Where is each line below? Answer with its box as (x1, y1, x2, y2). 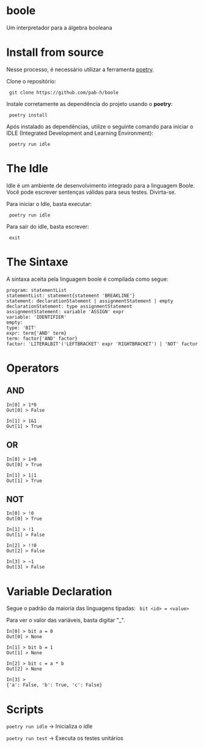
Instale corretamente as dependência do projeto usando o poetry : (6, 100, 173, 107)
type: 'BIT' (6, 324, 37, 331)
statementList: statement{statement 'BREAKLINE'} (6, 292, 136, 299)
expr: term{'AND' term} (6, 330, 67, 336)
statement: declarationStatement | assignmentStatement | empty (6, 298, 173, 304)
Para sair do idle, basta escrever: (6, 223, 90, 230)
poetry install (9, 112, 48, 118)
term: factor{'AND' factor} (6, 335, 78, 342)
